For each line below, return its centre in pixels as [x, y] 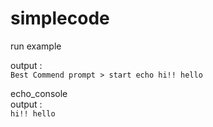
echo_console [39, 93]
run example [36, 46]
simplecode [60, 18]
